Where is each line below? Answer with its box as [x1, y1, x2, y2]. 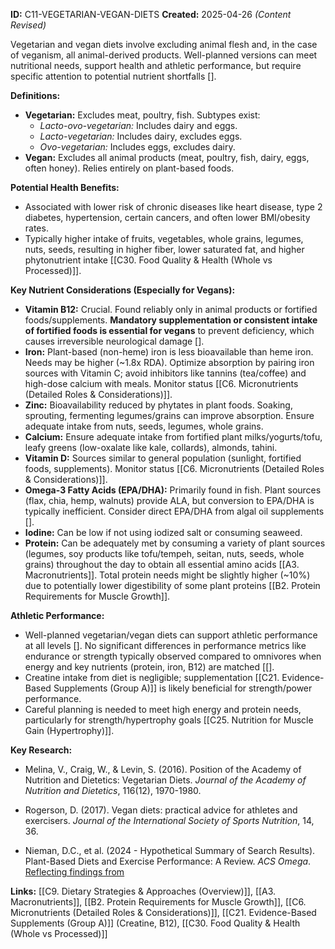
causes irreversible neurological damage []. [24, 335, 205, 347]
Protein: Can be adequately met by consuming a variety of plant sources [24, 537, 326, 549]
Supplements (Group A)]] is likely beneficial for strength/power [53, 682, 313, 694]
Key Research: [10, 744, 73, 756]
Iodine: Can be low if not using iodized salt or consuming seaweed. [24, 527, 303, 538]
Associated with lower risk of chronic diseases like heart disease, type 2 [24, 201, 323, 213]
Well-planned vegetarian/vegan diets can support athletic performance [24, 629, 318, 641]
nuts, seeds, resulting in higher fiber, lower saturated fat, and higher [24, 244, 305, 255]
